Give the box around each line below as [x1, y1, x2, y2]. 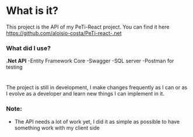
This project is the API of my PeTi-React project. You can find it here [6, 23, 170, 30]
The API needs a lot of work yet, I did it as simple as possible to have [14, 118, 180, 125]
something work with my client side [14, 124, 100, 131]
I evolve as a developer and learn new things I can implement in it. [6, 90, 165, 97]
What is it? [6, 4, 59, 17]
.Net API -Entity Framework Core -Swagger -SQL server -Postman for [6, 57, 174, 65]
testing [6, 64, 23, 71]
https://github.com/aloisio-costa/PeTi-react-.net [6, 29, 122, 36]
